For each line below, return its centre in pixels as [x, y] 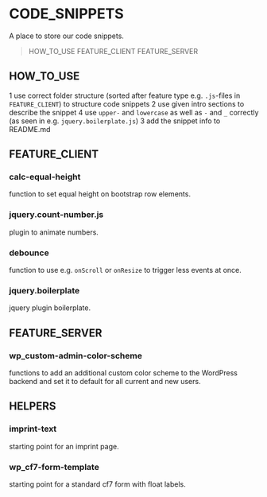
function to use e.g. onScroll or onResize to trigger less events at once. [125, 270]
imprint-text [33, 429]
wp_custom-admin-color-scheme [75, 355]
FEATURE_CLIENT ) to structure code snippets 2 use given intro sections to [127, 103]
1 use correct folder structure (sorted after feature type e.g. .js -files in [125, 95]
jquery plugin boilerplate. [50, 308]
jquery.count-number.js [56, 215]
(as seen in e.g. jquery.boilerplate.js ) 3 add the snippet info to [115, 121]
